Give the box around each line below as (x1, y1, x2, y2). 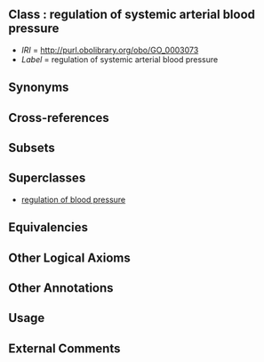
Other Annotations (8, 280, 114, 295)
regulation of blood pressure (20, 194, 126, 205)
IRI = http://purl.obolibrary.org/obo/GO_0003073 (20, 44, 199, 55)
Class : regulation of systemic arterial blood (8, 7, 255, 22)
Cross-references (8, 110, 110, 125)
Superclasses (8, 171, 86, 186)
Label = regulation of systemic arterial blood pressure (20, 53, 219, 65)
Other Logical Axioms (8, 250, 131, 265)
